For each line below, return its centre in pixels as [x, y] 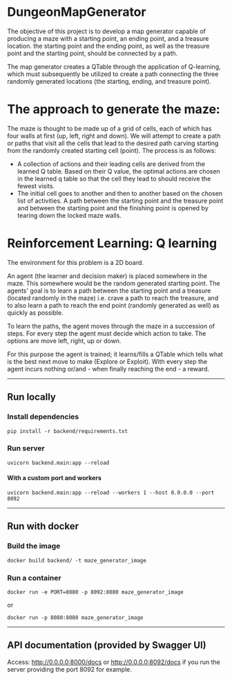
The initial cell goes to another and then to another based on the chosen [120, 193]
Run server [26, 448]
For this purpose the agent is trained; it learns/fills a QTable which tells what [115, 354]
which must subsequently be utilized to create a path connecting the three [113, 74]
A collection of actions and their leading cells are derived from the [111, 164]
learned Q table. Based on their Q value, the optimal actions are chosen [119, 171]
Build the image [34, 546]
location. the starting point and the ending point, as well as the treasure [108, 46]
